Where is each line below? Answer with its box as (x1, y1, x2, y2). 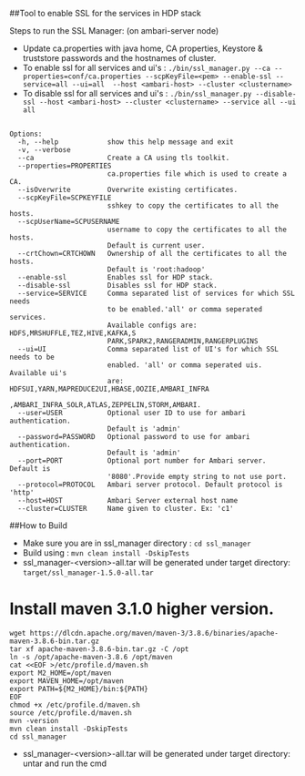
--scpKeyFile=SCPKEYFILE (17, 193, 112, 202)
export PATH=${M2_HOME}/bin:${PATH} (9, 684, 148, 693)
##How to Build (9, 520, 68, 531)
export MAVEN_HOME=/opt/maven (9, 676, 125, 686)
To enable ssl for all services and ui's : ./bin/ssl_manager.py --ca (22, 63, 271, 73)
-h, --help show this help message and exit (17, 138, 234, 147)
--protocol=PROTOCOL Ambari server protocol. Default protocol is (17, 480, 283, 489)
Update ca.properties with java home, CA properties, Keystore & (22, 43, 264, 54)
